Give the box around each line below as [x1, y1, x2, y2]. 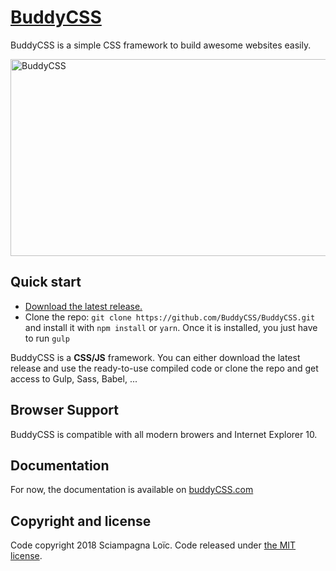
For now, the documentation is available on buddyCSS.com [10, 484, 254, 496]
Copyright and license [10, 512, 152, 530]
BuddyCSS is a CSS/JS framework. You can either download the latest [10, 351, 301, 363]
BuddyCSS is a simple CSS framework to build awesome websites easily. [10, 39, 312, 51]
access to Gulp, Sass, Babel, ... [10, 372, 138, 385]
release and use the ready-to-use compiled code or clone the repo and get [10, 362, 319, 374]
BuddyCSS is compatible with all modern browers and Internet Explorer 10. [10, 428, 318, 440]
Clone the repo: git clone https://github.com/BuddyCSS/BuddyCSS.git [24, 311, 316, 323]
